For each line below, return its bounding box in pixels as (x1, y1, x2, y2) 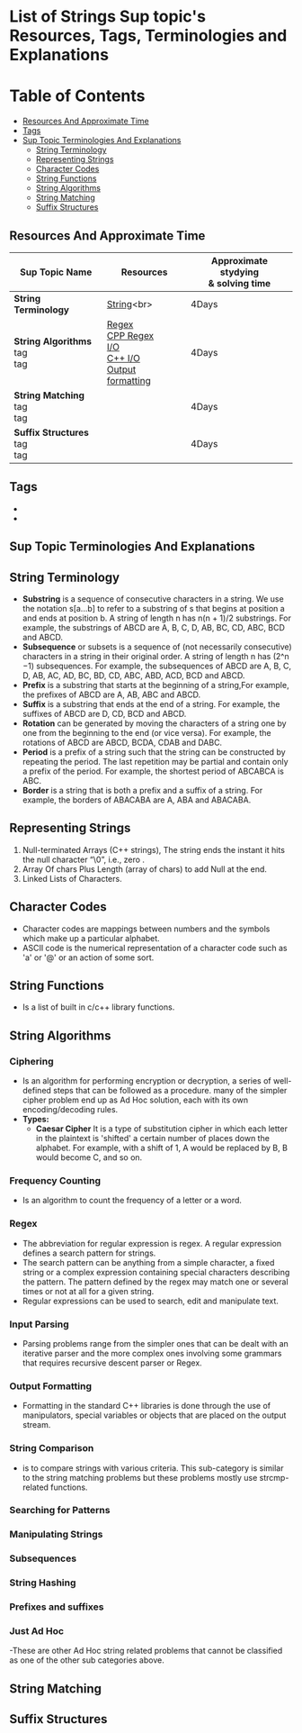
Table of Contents (9, 86, 146, 106)
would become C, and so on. (35, 1152, 143, 1163)
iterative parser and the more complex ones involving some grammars (22, 1347, 282, 1358)
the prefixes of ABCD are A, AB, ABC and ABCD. (22, 689, 201, 700)
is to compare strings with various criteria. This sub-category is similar (22, 1462, 285, 1474)
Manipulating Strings (9, 1529, 103, 1541)
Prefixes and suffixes (9, 1601, 104, 1613)
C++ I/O (106, 351, 141, 364)
